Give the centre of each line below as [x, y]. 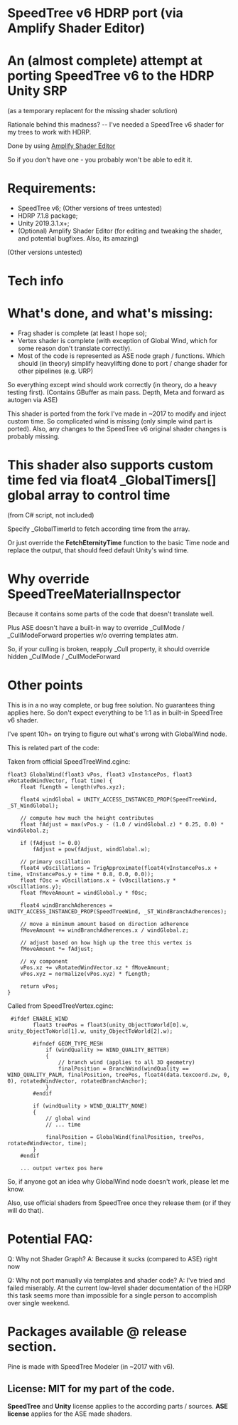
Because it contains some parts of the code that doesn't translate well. [111, 614]
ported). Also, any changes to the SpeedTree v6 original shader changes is [117, 429]
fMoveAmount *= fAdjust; [57, 949]
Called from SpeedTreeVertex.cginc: [60, 1006]
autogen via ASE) [33, 400]
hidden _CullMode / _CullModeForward [64, 657]
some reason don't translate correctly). [75, 348]
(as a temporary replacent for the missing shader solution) [92, 111]
